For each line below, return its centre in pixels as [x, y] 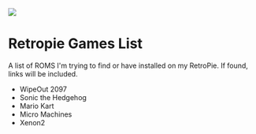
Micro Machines [46, 114]
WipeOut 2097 [43, 89]
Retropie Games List [76, 44]
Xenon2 [32, 122]
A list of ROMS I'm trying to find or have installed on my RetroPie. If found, [128, 65]
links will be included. [43, 73]
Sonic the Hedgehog [53, 97]
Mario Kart [37, 106]
